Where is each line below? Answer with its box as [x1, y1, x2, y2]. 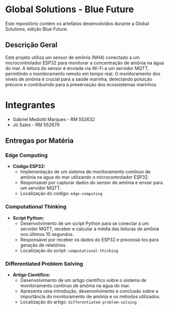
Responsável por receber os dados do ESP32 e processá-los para [20, 236, 159, 243]
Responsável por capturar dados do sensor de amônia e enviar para [20, 180, 163, 186]
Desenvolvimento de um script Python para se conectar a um [20, 220, 149, 226]
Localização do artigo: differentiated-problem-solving [20, 299, 137, 305]
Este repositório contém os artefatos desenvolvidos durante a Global [5, 20, 149, 27]
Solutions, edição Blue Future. [5, 26, 68, 32]
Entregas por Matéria [5, 136, 74, 145]
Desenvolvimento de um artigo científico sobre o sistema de [20, 277, 147, 283]
